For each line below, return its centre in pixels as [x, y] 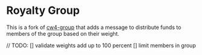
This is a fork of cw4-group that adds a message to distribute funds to [94, 27]
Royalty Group [43, 11]
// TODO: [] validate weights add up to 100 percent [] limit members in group [101, 45]
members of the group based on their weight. [63, 33]
